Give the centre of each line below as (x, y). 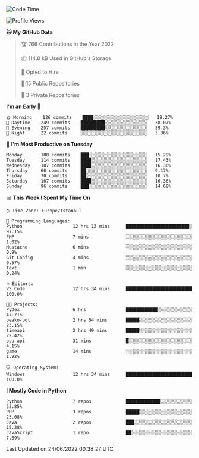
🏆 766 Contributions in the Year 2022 (67, 44)
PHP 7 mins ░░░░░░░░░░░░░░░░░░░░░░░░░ (99, 237)
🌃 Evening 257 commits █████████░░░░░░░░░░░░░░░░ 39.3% (87, 128)
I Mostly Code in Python (36, 390)
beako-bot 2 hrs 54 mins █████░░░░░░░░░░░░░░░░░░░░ (99, 320)
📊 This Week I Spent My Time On (48, 197)
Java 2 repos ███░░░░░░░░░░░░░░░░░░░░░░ (99, 422)
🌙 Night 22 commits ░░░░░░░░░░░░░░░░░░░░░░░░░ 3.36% (87, 133)
